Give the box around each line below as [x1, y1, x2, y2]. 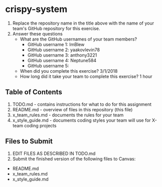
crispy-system [5, 4, 68, 15]
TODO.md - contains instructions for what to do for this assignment [12, 101, 152, 107]
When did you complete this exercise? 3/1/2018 [20, 68, 118, 74]
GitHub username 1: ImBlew [27, 41, 85, 47]
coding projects [24, 122, 57, 128]
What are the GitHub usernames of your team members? [20, 36, 137, 42]
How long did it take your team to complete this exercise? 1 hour [20, 73, 152, 79]
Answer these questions [12, 31, 63, 37]
